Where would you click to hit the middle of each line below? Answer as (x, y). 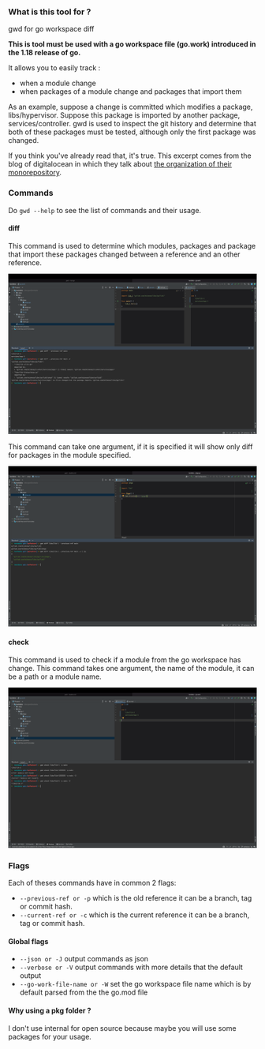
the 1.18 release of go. (45, 53)
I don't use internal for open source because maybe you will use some (122, 1028)
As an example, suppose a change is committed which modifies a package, (131, 107)
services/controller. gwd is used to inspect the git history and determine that (132, 124)
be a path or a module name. (55, 676)
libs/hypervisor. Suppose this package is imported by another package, (124, 115)
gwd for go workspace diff (51, 29)
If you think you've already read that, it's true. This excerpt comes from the (130, 155)
